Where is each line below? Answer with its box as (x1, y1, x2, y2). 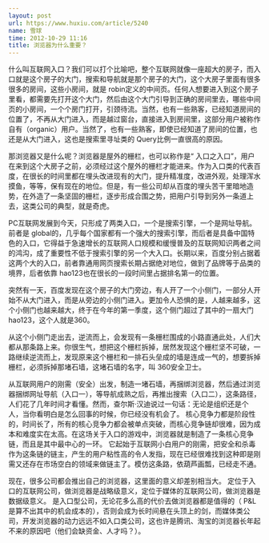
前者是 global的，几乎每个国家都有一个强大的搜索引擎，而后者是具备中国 (8, 229, 248, 238)
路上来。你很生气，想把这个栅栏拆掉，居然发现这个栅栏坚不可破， (35, 342, 254, 352)
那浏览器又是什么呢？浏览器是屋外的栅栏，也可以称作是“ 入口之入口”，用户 (8, 151, 255, 161)
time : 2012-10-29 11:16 (8, 34, 88, 42)
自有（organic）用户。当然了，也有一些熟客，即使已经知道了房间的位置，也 (8, 125, 258, 134)
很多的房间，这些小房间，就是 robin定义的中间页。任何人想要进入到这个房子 (8, 85, 259, 94)
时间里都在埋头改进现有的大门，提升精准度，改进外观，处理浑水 (50, 171, 261, 181)
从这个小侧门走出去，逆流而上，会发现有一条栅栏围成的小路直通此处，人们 (8, 333, 254, 342)
